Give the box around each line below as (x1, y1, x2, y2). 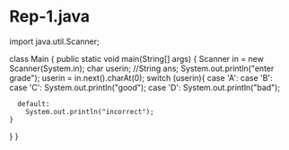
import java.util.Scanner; (9, 36, 101, 47)
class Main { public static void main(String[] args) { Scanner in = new (9, 53, 265, 64)
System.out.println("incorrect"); (25, 107, 154, 116)
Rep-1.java (9, 6, 91, 27)
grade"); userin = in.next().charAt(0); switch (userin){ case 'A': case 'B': (9, 72, 273, 83)
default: (17, 99, 50, 109)
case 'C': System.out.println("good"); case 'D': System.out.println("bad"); (9, 82, 281, 93)
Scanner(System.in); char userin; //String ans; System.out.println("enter (9, 63, 275, 74)
